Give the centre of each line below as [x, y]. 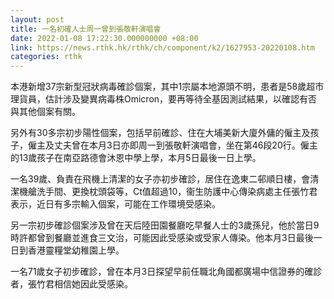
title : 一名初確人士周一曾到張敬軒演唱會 [86, 29]
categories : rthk [46, 57]
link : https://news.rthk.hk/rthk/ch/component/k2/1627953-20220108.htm [162, 47]
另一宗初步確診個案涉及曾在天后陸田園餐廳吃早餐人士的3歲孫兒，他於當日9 [165, 225]
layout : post [37, 19]
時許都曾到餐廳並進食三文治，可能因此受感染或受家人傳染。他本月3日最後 [162, 238]
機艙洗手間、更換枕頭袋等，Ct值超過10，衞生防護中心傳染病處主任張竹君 [168, 192]
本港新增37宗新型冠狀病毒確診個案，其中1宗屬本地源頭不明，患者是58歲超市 [167, 87]
